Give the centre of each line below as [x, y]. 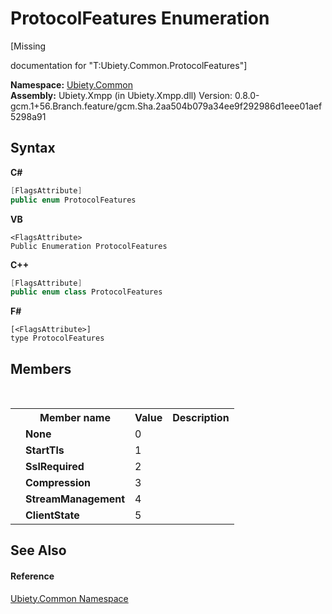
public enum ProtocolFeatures [73, 200]
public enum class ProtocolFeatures [86, 292]
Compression [58, 483]
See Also [38, 550]
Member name [75, 418]
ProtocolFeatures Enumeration [140, 18]
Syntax [33, 148]
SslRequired [55, 467]
